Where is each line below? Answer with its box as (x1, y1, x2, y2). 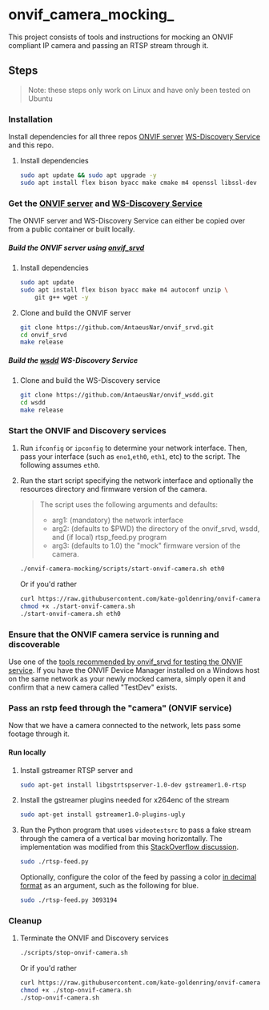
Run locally (8, 747, 46, 757)
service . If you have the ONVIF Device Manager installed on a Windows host (8, 666, 260, 674)
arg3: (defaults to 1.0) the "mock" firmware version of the (51, 541, 241, 550)
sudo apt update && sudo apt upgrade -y (19, 171, 157, 179)
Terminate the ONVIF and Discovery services (19, 933, 170, 943)
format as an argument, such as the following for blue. (19, 881, 199, 891)
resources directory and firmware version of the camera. (19, 485, 207, 494)
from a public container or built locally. (8, 224, 135, 234)
